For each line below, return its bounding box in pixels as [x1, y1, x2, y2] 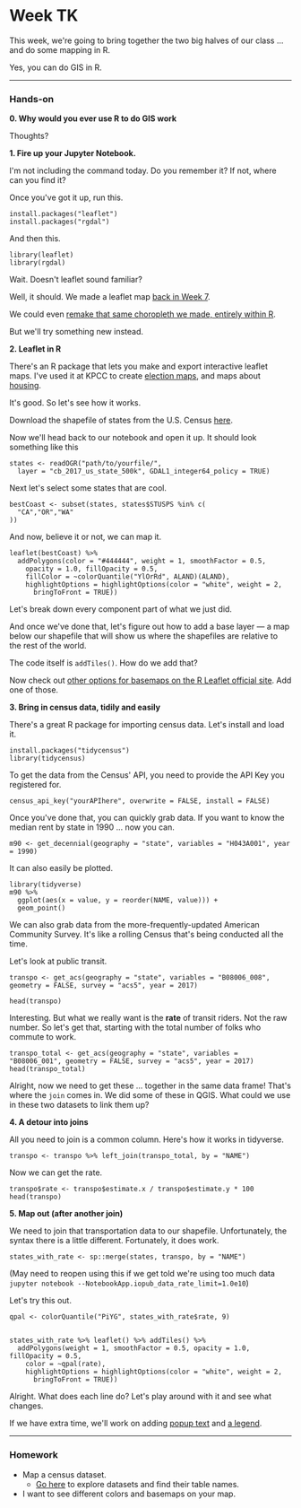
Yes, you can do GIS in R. [9, 62, 103, 73]
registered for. [9, 780, 62, 790]
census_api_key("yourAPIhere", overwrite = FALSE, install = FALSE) [9, 797, 271, 806]
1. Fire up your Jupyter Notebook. [9, 148, 136, 159]
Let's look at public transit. [9, 956, 107, 967]
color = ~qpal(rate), [25, 1360, 106, 1369]
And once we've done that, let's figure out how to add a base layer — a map [9, 621, 290, 632]
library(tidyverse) [9, 880, 82, 889]
